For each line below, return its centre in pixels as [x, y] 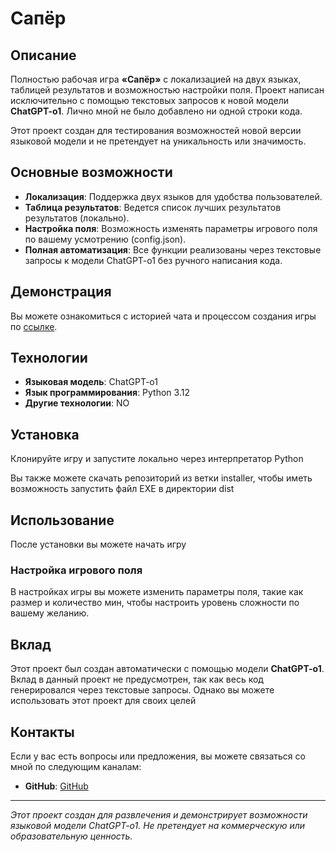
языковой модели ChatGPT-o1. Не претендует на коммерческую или [158, 825]
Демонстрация [61, 292]
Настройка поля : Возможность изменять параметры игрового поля [171, 228]
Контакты [42, 732]
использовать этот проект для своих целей [103, 701]
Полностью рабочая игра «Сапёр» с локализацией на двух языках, [156, 79]
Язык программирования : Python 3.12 [107, 393]
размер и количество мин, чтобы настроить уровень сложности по [155, 603]
